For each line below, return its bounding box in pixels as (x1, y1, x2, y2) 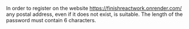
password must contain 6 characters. (6, 17, 96, 23)
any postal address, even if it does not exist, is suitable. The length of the (6, 11, 183, 18)
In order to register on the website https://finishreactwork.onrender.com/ (6, 5, 182, 11)
